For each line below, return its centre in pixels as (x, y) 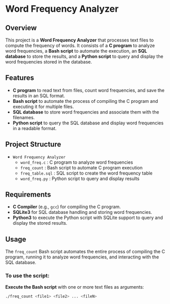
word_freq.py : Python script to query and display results (80, 178)
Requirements (28, 195)
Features (20, 78)
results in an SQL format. (39, 96)
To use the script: (28, 276)
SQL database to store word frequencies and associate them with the (86, 112)
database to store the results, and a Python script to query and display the (84, 56)
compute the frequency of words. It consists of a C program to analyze (80, 46)
